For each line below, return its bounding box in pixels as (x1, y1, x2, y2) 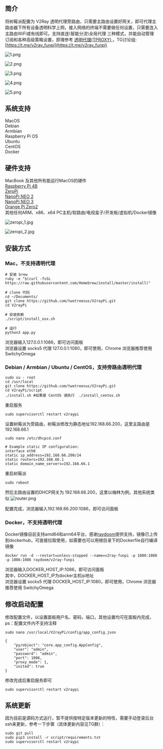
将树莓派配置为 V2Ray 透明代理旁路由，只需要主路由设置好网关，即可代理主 (5, 18, 157, 24)
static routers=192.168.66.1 (5, 457, 64, 462)
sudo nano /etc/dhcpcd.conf (5, 436, 62, 441)
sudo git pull (5, 731, 34, 736)
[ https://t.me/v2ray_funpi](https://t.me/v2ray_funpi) (5, 42, 107, 48)
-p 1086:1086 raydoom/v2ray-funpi (5, 557, 75, 562)
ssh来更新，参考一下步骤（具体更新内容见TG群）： (5, 721, 105, 727)
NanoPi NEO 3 (5, 199, 34, 205)
